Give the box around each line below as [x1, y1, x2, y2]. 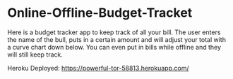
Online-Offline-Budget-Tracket [7, 5, 193, 21]
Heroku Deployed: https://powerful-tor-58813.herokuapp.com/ [7, 64, 189, 72]
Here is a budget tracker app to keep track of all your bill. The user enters [7, 28, 221, 36]
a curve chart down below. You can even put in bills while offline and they [7, 43, 221, 51]
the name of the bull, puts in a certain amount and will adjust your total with [7, 35, 226, 43]
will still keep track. [7, 50, 64, 59]
